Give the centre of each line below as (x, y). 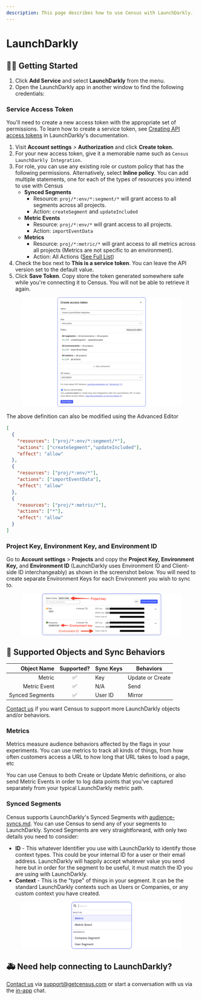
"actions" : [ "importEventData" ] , (59, 479)
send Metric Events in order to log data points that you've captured (90, 782)
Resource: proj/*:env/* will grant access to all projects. (103, 224)
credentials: (30, 93)
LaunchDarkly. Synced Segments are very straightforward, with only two (97, 830)
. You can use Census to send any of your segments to (98, 823)
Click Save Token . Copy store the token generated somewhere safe (99, 275)
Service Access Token (40, 109)
